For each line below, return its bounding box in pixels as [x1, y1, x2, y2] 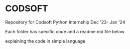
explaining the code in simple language [5, 38, 86, 44]
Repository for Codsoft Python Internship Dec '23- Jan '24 [5, 19, 126, 25]
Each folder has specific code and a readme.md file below [5, 28, 125, 34]
